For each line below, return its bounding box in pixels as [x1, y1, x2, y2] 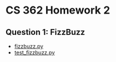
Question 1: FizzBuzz [5, 27, 86, 37]
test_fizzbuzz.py [14, 49, 55, 56]
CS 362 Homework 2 [5, 4, 111, 17]
